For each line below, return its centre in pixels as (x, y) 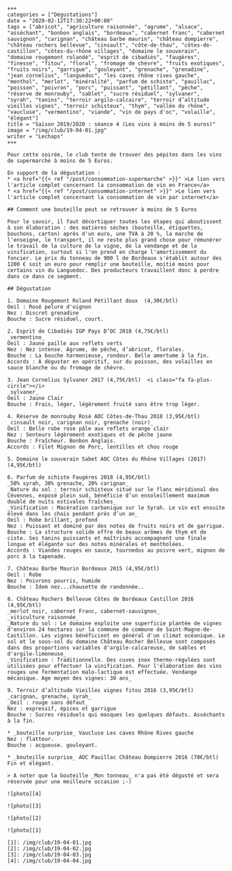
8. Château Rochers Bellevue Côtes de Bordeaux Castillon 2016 (101, 599)
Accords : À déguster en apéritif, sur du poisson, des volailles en (110, 362)
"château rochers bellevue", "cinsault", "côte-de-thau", (93, 45)
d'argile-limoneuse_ (37, 654)
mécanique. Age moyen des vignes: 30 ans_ (69, 678)
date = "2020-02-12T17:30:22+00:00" (60, 21)
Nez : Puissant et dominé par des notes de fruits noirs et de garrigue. (116, 526)
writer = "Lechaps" (35, 136)
